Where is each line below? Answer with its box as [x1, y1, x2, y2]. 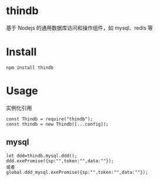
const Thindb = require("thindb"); [6, 116, 93, 122]
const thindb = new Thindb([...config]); [6, 121, 109, 127]
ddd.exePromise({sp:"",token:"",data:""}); [6, 157, 114, 164]
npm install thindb [6, 65, 54, 71]
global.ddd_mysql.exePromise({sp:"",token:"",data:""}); [6, 169, 148, 175]
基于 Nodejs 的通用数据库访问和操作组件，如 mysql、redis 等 [6, 24, 154, 31]
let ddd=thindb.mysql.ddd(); [6, 153, 77, 159]
